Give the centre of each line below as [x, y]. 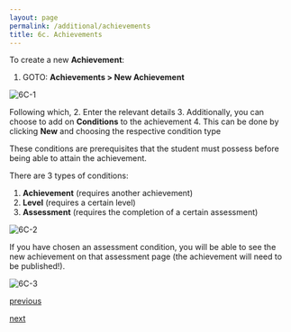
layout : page [34, 18]
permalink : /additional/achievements [80, 26]
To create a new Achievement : [67, 60]
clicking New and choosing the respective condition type [115, 131]
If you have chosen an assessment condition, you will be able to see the [143, 247]
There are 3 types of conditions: [69, 175]
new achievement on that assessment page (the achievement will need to [145, 256]
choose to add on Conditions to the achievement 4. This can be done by [144, 121]
